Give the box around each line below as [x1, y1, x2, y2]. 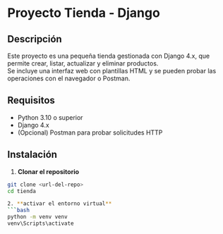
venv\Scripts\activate [7, 220, 74, 227]
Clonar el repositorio [17, 167, 80, 175]
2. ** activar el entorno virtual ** [7, 200, 112, 207]
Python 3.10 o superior [17, 113, 83, 121]
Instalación [7, 149, 58, 161]
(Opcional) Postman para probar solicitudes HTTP [17, 128, 163, 137]
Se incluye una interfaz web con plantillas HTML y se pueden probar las [7, 67, 217, 75]
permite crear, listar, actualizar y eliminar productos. [7, 59, 159, 68]
